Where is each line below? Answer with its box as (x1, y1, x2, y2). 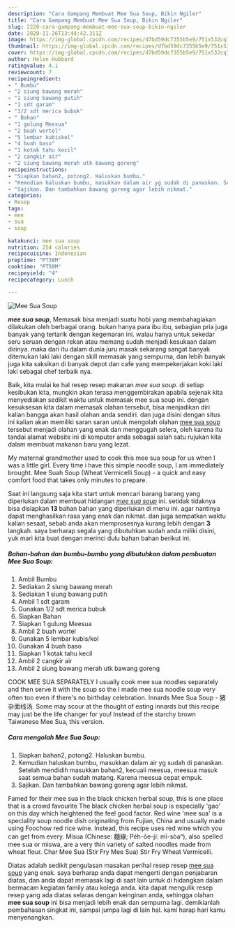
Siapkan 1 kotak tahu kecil (17, 649, 93, 658)
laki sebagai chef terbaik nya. (8, 367, 93, 375)
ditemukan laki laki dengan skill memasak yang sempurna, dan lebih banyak (8, 352, 226, 361)
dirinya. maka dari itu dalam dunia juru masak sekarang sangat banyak (8, 345, 211, 353)
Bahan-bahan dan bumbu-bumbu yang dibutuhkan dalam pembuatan (8, 550, 217, 558)
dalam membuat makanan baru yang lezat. (8, 440, 130, 448)
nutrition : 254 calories (8, 244, 80, 251)
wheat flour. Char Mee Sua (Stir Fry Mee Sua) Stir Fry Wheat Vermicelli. (8, 847, 213, 856)
